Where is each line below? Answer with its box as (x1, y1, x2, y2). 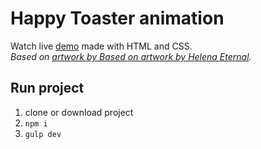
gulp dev (24, 129, 62, 139)
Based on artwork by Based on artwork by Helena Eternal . (10, 50, 252, 62)
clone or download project (24, 106, 134, 118)
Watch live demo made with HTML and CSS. (10, 40, 193, 52)
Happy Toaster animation (10, 7, 225, 30)
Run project (10, 80, 85, 97)
